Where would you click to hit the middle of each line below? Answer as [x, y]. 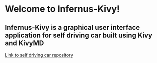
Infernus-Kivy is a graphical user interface [73, 28]
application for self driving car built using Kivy [78, 35]
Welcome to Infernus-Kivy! [63, 9]
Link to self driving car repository [39, 55]
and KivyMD [25, 43]
